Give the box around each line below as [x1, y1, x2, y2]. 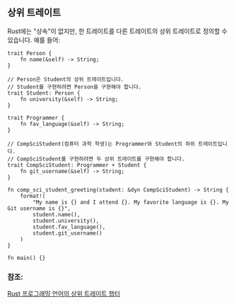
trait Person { [7, 49, 52, 57]
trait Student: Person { [7, 89, 81, 97]
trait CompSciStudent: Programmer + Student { [7, 161, 147, 168]
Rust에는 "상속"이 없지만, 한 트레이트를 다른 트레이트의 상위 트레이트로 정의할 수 [7, 27, 228, 35]
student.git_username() [33, 229, 102, 237]
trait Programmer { [7, 114, 65, 122]
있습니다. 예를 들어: [7, 35, 60, 44]
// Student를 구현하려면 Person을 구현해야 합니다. [7, 83, 142, 90]
